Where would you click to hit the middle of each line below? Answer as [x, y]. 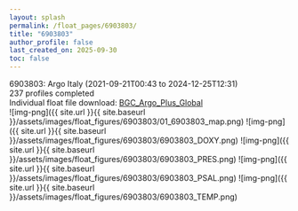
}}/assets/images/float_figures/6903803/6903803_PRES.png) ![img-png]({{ [148, 159]
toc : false [29, 59]
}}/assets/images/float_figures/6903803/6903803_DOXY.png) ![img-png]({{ [149, 140]
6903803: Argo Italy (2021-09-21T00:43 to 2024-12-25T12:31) [124, 84]
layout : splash [37, 17]
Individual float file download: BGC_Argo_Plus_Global [106, 102]
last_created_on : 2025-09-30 [63, 51]
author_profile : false [51, 42]
